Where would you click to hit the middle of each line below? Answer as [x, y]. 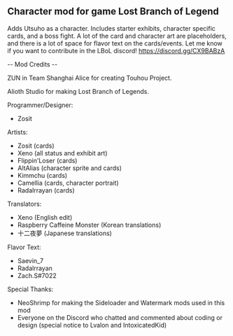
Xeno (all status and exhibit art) [62, 153]
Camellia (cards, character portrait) [68, 183]
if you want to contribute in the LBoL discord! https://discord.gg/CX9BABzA [116, 50]
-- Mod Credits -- [33, 64]
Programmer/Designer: [40, 105]
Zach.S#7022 [37, 275]
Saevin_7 [30, 260]
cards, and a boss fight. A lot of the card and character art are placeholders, [117, 36]
